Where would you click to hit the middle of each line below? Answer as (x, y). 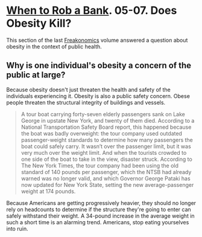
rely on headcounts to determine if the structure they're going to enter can (99, 209)
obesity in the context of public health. (54, 47)
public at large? (36, 75)
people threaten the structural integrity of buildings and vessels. (86, 102)
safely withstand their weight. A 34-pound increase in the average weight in (100, 216)
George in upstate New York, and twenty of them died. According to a (108, 120)
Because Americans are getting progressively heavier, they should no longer (101, 203)
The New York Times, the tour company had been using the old (100, 165)
